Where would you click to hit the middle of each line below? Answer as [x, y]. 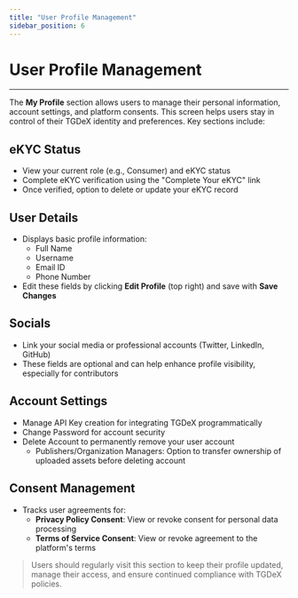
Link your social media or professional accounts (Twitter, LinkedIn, [143, 345]
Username [54, 258]
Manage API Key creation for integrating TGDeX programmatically [142, 422]
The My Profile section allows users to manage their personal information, [145, 102]
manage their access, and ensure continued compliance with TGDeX [156, 574]
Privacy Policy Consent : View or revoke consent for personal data [157, 519]
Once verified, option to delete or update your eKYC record [130, 190]
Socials [30, 324]
